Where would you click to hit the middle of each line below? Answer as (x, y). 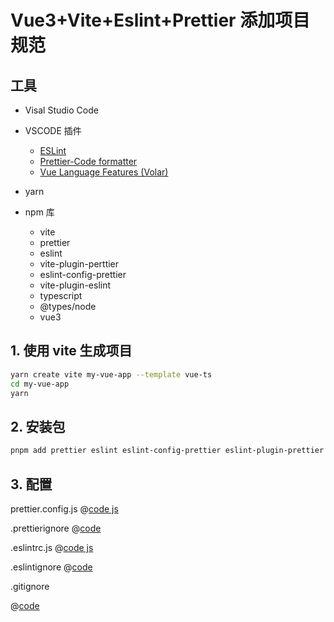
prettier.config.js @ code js (64, 508)
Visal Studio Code (61, 110)
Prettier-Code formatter (88, 161)
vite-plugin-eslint (75, 285)
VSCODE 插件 (53, 130)
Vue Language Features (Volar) (104, 172)
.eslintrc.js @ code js (52, 547)
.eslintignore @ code (51, 567)
